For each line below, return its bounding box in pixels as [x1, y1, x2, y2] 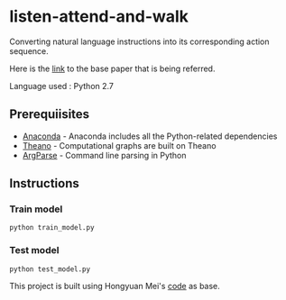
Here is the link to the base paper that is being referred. [9, 63, 216, 74]
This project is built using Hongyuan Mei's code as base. [9, 280, 221, 291]
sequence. [9, 45, 50, 56]
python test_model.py [9, 264, 91, 274]
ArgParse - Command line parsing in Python [22, 150, 187, 160]
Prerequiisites [9, 106, 90, 123]
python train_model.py [9, 223, 95, 232]
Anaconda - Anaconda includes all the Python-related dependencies [22, 131, 278, 141]
